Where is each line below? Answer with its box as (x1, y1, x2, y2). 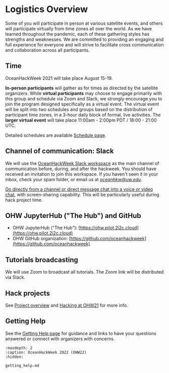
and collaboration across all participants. (5, 47, 90, 53)
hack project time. (5, 197, 43, 203)
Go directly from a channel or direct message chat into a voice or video (5, 186, 153, 192)
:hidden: (5, 354, 24, 359)
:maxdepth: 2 (5, 345, 33, 350)
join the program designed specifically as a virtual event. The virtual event (5, 101, 159, 107)
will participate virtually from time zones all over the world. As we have (5, 25, 152, 31)
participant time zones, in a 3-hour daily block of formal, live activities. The (5, 112, 161, 118)
